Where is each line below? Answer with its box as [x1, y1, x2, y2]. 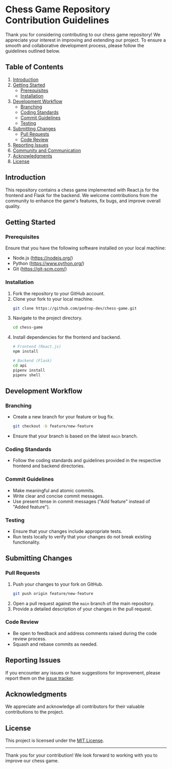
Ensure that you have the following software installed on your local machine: [5, 245, 166, 251]
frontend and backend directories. [12, 463, 85, 469]
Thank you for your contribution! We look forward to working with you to [5, 752, 158, 758]
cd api [12, 363, 27, 368]
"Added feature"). [12, 504, 50, 510]
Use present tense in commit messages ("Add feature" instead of [12, 498, 150, 504]
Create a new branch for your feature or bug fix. [12, 414, 114, 420]
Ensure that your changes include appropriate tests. [12, 528, 122, 534]
